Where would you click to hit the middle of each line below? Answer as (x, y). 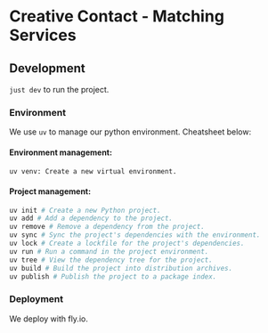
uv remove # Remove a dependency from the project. (107, 227)
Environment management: (61, 152)
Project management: (50, 191)
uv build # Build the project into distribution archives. (121, 268)
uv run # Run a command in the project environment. (109, 251)
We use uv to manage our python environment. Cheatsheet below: (130, 132)
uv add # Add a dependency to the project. (91, 219)
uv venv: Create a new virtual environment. (93, 171)
